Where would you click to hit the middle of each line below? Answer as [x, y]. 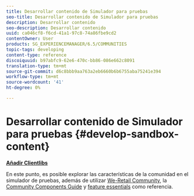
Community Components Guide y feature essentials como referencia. [90, 186]
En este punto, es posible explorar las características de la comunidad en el [97, 174]
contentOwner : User [30, 39]
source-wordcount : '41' [35, 82]
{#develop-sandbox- [127, 134]
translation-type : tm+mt [36, 66]
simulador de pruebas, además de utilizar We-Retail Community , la [86, 180]
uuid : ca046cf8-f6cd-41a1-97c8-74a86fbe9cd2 [61, 33]
